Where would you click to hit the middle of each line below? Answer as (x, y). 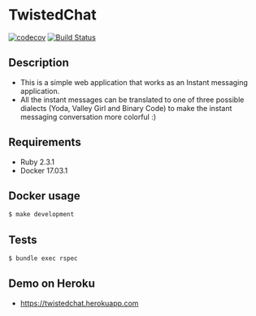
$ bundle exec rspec (43, 258)
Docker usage (44, 196)
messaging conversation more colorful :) (88, 117)
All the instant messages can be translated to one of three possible (132, 100)
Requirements (45, 142)
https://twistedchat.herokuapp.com (79, 303)
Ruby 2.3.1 (37, 162)
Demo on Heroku (52, 284)
